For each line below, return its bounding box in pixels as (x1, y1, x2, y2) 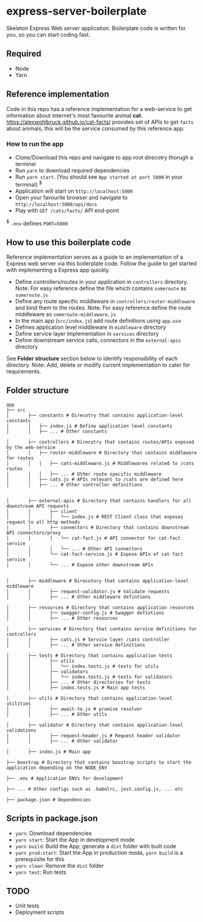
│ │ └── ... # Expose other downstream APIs (6, 561, 154, 568)
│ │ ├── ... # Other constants (6, 428, 108, 434)
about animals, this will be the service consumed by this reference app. (6, 124, 185, 132)
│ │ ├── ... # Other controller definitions (6, 481, 143, 488)
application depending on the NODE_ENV (6, 765, 108, 771)
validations (6, 727, 36, 733)
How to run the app (6, 140, 64, 148)
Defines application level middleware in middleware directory (15, 323, 167, 331)
